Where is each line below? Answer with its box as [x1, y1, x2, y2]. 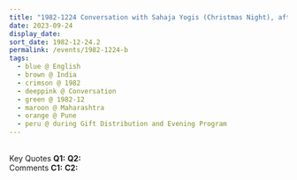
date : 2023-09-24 [9, 21, 73, 30]
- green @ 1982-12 [17, 94, 86, 104]
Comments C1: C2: [9, 162, 79, 173]
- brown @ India [17, 71, 77, 79]
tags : [9, 54, 29, 63]
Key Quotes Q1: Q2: [9, 154, 81, 163]
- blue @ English [17, 63, 81, 71]
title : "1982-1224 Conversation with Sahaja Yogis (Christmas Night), [9, 12, 275, 22]
